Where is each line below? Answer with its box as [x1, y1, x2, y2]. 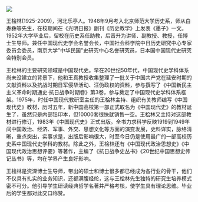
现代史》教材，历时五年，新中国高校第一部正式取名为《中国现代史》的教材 [6, 104, 187, 110]
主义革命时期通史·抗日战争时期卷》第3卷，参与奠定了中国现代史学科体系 [6, 89, 181, 95]
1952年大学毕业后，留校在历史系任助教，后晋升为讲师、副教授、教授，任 [6, 32, 183, 39]
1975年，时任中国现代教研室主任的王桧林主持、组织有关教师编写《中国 [16, 96, 188, 103]
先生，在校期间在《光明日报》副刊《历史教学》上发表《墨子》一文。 [21, 25, 187, 32]
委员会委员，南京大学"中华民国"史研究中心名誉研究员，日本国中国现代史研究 [6, 47, 192, 54]
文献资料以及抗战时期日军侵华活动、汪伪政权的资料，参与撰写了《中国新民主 [6, 81, 192, 88]
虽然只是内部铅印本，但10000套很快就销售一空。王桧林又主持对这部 [21, 111, 187, 118]
